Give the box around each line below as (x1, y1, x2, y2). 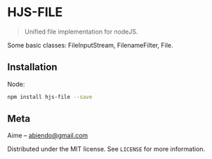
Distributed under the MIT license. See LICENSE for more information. (7, 145, 206, 153)
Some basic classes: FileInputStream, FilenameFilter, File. (7, 41, 173, 49)
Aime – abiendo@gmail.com (7, 131, 88, 140)
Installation (7, 61, 58, 74)
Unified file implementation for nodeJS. (24, 27, 138, 36)
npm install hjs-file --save (7, 93, 93, 100)
